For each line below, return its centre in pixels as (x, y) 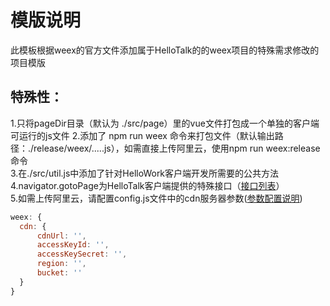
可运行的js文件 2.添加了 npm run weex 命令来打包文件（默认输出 (142, 135)
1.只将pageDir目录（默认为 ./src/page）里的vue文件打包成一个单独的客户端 (165, 123)
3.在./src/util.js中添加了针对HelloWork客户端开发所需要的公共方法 (145, 173)
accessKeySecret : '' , (82, 254)
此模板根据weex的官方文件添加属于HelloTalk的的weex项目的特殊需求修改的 (165, 50)
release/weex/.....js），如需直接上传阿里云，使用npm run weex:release (177, 148)
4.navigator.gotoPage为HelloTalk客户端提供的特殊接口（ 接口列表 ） (147, 185)
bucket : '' (59, 273)
